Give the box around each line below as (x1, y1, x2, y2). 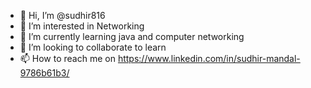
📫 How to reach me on (19, 53, 116, 64)
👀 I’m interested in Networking (19, 20, 145, 32)
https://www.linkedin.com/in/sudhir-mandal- (117, 53, 301, 64)
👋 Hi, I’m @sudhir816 (19, 10, 106, 21)
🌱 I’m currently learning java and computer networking (19, 31, 245, 42)
